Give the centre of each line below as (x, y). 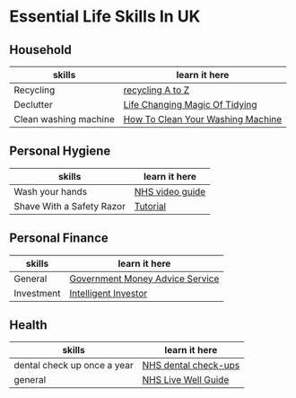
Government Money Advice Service (144, 279)
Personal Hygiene (60, 151)
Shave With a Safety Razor (70, 206)
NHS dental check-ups (191, 366)
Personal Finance (59, 239)
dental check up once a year (74, 366)
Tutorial (150, 206)
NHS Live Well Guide (186, 380)
